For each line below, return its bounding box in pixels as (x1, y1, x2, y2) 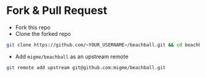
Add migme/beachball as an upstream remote (15, 53, 129, 60)
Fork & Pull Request (6, 4, 107, 18)
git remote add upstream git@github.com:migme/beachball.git (6, 64, 166, 70)
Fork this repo (15, 24, 51, 31)
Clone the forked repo (15, 30, 72, 37)
